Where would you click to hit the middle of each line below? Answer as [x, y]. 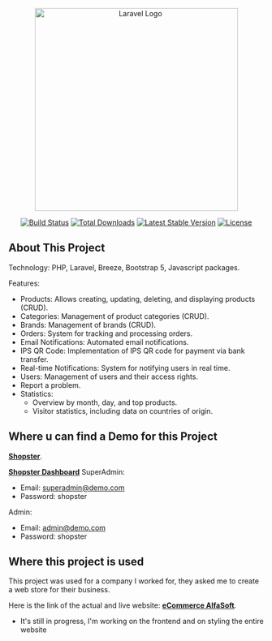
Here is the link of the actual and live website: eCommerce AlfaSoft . [123, 605]
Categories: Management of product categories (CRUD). [114, 316]
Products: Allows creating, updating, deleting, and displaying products [138, 299]
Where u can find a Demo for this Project [113, 437]
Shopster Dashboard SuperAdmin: [67, 471]
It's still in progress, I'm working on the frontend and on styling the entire [142, 622]
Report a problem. [50, 385]
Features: [24, 283]
